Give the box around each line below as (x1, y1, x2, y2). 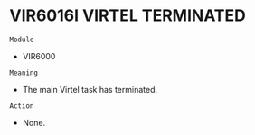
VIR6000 (22, 50, 56, 61)
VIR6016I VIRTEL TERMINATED (9, 5, 246, 26)
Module (9, 35, 34, 44)
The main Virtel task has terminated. (22, 84, 158, 94)
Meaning (9, 68, 39, 77)
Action (9, 101, 34, 111)
